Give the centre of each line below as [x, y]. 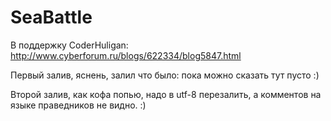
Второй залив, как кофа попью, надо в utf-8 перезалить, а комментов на [166, 94]
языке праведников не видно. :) [78, 105]
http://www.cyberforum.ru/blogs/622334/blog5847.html [126, 55]
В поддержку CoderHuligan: [69, 45]
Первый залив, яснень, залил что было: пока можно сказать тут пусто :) [165, 75]
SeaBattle [51, 17]
